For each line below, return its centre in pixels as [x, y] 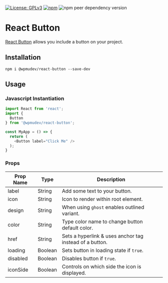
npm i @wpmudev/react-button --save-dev [48, 69]
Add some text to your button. [97, 191]
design [16, 210]
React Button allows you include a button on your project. [64, 41]
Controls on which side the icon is [101, 266]
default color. [77, 227]
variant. [71, 213]
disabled [18, 258]
